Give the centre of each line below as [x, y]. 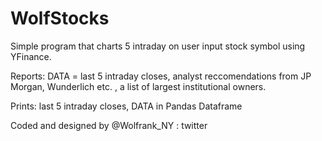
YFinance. [31, 56]
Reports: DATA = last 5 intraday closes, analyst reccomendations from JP [161, 76]
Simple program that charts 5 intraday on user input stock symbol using [158, 46]
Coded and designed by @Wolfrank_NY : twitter [109, 125]
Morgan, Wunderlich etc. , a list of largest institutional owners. [138, 86]
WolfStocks [60, 18]
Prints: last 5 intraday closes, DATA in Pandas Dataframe [126, 106]
